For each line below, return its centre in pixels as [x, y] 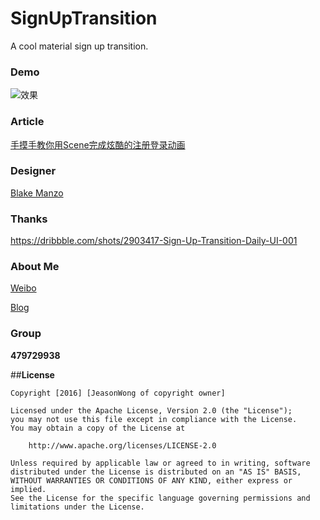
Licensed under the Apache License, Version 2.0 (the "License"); [151, 410]
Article [27, 122]
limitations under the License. [77, 507]
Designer [33, 171]
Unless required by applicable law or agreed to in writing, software [160, 463]
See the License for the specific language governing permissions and [160, 498]
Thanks [29, 219]
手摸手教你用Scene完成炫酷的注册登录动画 [98, 144]
